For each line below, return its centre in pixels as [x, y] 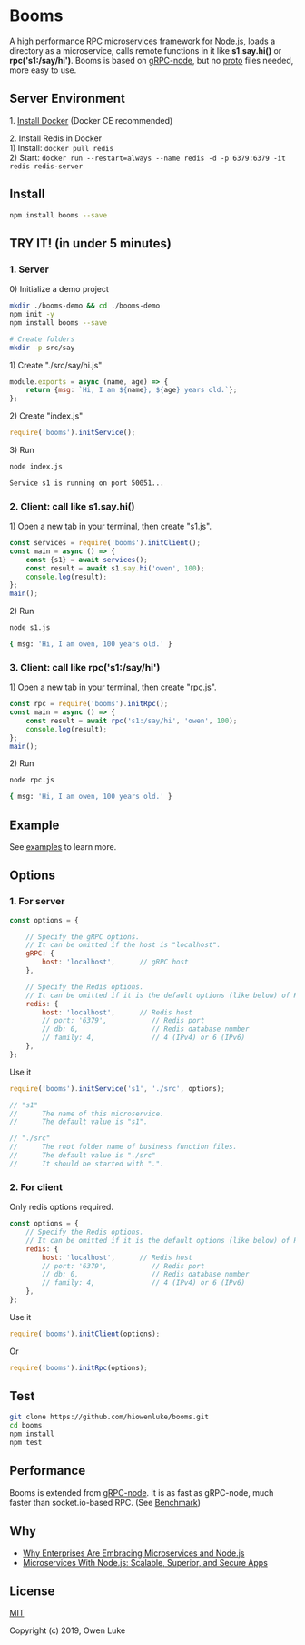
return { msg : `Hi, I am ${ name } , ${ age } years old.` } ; [132, 390]
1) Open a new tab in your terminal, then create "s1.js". [110, 526]
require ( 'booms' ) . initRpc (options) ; [79, 1367]
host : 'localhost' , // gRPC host [115, 962]
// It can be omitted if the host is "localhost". [123, 945]
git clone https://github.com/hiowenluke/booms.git [109, 1417]
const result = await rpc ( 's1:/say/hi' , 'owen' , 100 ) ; [132, 721]
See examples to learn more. [63, 847]
